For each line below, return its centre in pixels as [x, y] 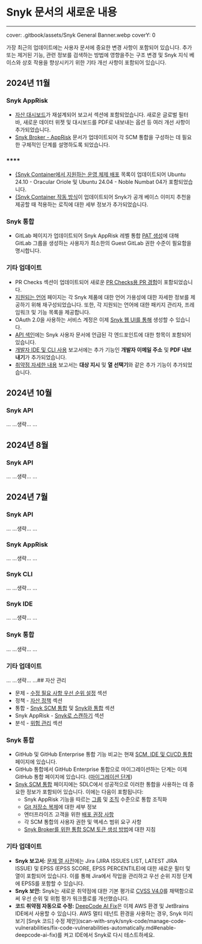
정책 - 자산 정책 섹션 [39, 701]
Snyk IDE [20, 604]
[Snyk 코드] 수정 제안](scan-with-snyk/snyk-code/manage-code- [106, 921]
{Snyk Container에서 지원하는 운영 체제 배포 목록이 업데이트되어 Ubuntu [100, 174]
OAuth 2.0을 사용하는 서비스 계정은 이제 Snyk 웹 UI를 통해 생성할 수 [94, 320]
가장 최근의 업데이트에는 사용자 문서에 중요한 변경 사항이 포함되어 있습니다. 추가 [99, 47]
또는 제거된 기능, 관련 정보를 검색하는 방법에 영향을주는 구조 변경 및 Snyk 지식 [97, 55]
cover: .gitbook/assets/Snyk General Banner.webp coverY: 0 [81, 35]
